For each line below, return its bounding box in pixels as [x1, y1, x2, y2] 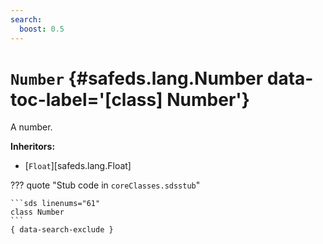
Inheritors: [10, 141, 56, 153]
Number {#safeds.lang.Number [10, 67, 264, 90]
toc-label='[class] [10, 88, 163, 111]
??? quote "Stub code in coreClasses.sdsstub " [10, 179, 201, 191]
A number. [10, 121, 53, 133]
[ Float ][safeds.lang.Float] [24, 160, 132, 172]
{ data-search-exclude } [10, 225, 114, 235]
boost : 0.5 [19, 24, 65, 34]
